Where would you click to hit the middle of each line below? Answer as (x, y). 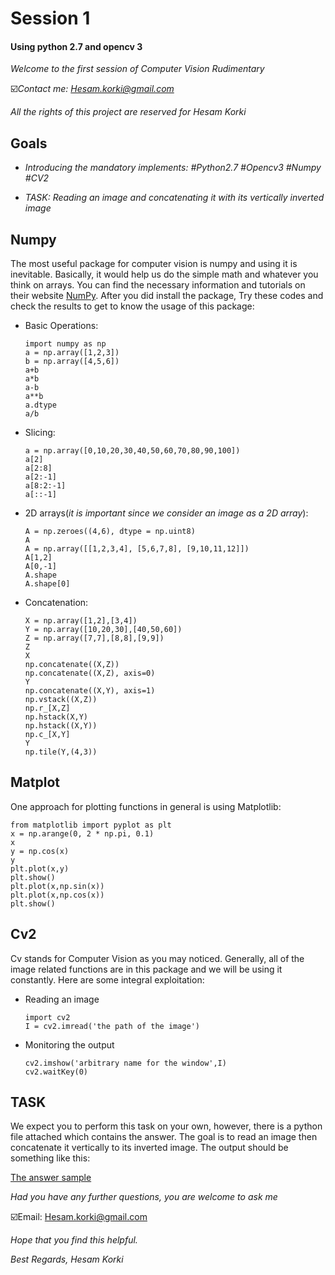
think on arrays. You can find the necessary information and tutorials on (158, 285)
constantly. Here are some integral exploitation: (107, 979)
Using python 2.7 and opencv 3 (76, 46)
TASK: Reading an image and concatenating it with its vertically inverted (174, 198)
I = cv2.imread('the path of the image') (112, 1026)
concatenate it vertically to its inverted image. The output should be (149, 1148)
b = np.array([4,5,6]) (72, 362)
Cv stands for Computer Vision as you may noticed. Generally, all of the (157, 958)
